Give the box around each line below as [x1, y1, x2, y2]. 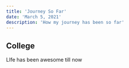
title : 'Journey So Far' [6, 8, 67, 15]
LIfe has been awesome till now [6, 56, 83, 63]
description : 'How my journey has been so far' [6, 19, 125, 25]
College [6, 41, 35, 51]
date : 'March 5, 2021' [6, 14, 62, 20]
